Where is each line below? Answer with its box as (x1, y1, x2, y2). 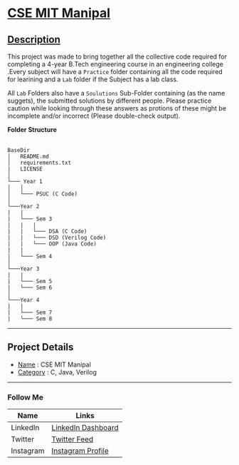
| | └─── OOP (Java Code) (7, 240, 97, 247)
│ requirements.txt (7, 159, 72, 166)
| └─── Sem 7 (7, 309, 53, 316)
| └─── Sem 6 (7, 284, 53, 291)
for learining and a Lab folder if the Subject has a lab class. (7, 75, 179, 83)
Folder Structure (7, 126, 57, 133)
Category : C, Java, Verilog (17, 367, 97, 376)
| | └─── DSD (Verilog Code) (7, 234, 107, 241)
